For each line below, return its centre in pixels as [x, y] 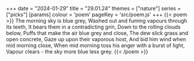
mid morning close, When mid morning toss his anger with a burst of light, [96, 45]
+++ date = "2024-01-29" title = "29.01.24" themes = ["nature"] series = [93, 8]
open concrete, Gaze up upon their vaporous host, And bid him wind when [96, 39]
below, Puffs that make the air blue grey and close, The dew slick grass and [97, 33]
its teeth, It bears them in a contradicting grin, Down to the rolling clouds [93, 27]
